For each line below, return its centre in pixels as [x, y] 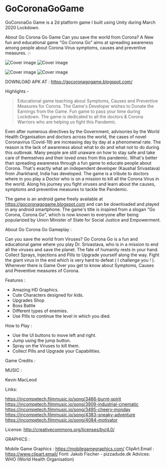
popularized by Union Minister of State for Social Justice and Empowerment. [83, 220]
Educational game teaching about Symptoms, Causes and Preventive [87, 101]
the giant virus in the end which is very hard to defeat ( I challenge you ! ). [80, 260]
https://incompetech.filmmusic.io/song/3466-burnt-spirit [63, 399]
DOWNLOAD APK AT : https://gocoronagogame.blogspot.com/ [69, 82]
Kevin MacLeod [21, 379]
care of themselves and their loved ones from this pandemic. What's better [82, 158]
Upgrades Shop [28, 300]
